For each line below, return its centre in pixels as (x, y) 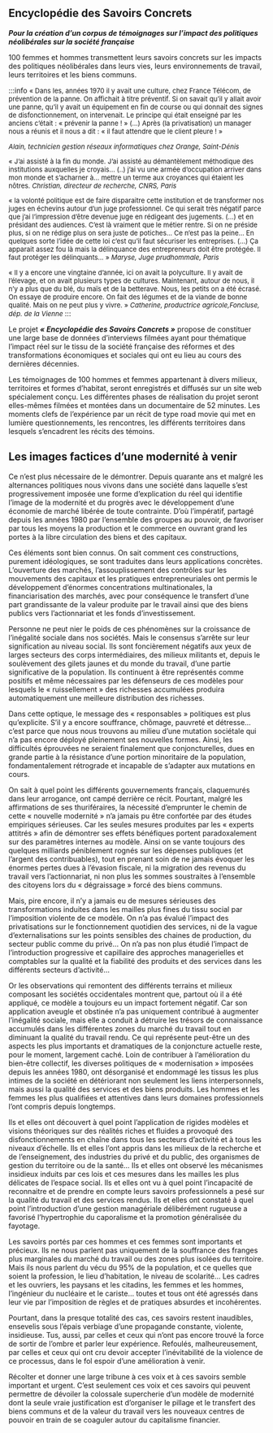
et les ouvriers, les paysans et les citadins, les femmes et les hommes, (126, 1284)
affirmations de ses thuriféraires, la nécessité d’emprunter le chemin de (128, 807)
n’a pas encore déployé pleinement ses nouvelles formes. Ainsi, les (121, 740)
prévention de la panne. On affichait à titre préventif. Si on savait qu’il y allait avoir (135, 98)
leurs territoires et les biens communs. (73, 74)
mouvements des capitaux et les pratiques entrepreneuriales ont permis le (133, 578)
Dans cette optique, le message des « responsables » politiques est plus (130, 714)
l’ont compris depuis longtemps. (62, 1106)
